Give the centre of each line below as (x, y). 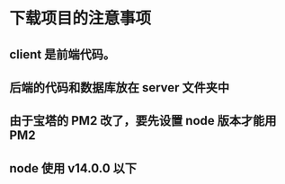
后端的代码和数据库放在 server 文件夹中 (120, 88)
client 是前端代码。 (62, 54)
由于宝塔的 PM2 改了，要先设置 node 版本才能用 (143, 121)
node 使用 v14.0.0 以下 (73, 168)
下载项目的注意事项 (80, 18)
